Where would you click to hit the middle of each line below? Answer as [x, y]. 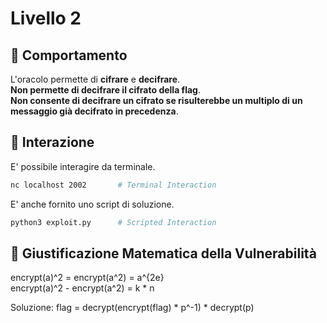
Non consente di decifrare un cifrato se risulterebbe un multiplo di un [156, 100]
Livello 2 [46, 18]
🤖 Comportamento [69, 55]
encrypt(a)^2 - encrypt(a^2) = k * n [82, 288]
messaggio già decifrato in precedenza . [94, 111]
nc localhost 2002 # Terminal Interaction [113, 185]
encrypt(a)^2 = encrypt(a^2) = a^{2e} [87, 278]
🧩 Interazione [52, 142]
